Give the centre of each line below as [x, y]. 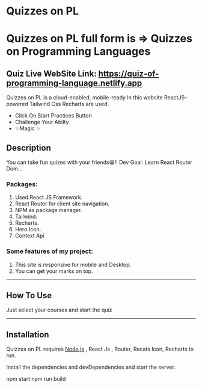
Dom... [14, 169]
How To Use [29, 296]
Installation [28, 335]
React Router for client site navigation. [62, 204]
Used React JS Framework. [49, 198]
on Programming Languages [78, 52]
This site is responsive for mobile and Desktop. [73, 264]
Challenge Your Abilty [42, 122]
